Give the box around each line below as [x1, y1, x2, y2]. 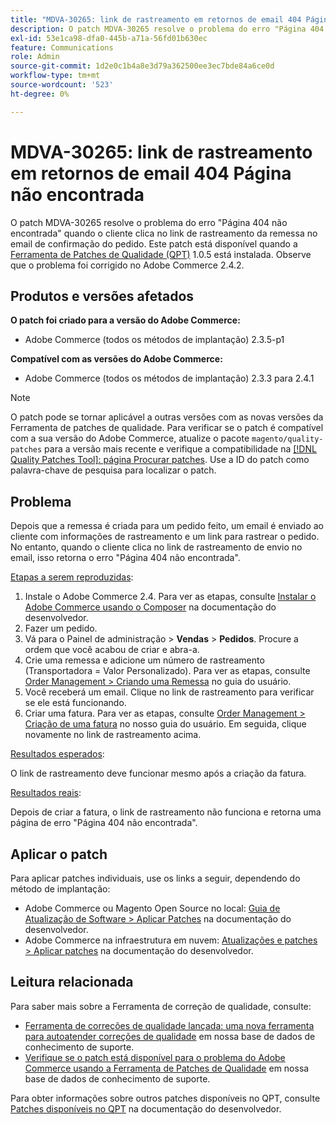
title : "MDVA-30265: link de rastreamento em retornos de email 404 [10, 14, 302, 25]
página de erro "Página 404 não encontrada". [10, 817, 198, 829]
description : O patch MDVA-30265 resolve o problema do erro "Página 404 [10, 24, 325, 34]
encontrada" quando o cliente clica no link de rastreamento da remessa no [10, 227, 318, 239]
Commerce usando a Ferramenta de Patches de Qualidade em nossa [24, 1062, 310, 1074]
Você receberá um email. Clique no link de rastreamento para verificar [24, 686, 315, 698]
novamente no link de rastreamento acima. [24, 729, 202, 741]
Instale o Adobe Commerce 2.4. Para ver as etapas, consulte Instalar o [24, 591, 317, 603]
